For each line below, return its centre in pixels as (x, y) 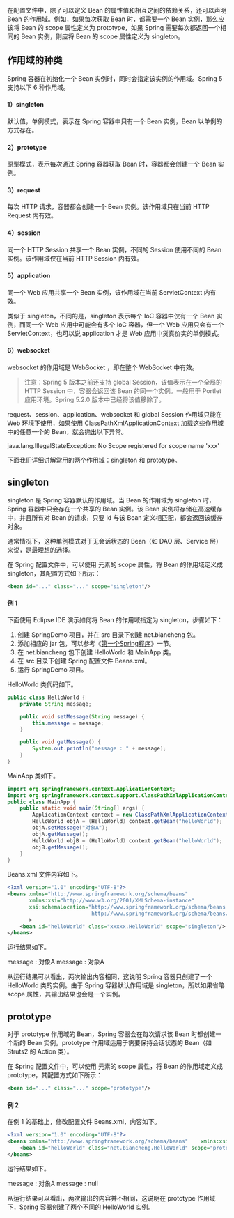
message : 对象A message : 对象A (56, 962)
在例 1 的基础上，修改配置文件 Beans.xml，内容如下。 (84, 1122)
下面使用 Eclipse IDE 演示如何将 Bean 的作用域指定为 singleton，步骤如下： (115, 619)
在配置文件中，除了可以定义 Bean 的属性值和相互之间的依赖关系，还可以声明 (117, 10)
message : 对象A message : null (53, 1183)
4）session (24, 233)
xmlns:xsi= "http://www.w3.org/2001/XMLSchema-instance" (112, 901)
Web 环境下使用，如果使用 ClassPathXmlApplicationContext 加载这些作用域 (116, 423)
